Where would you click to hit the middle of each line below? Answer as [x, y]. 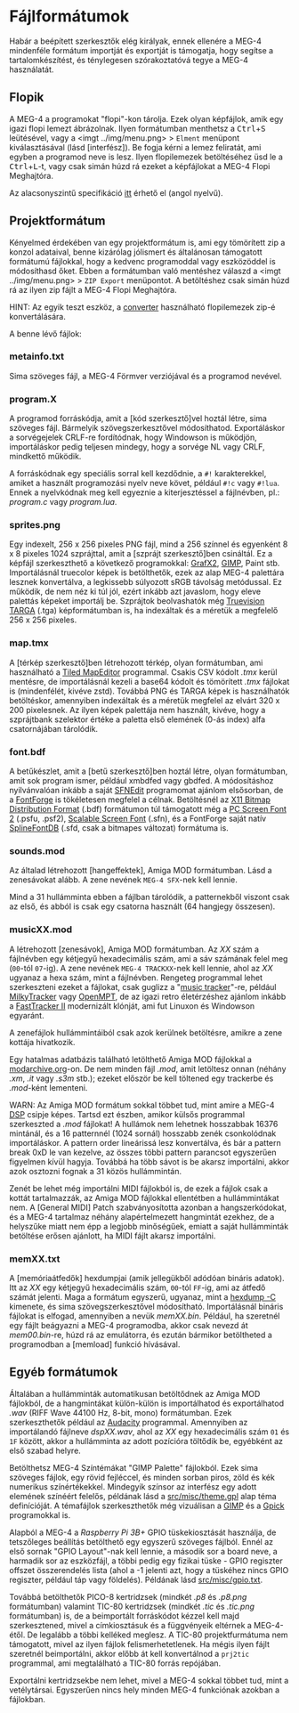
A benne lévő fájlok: [45, 333]
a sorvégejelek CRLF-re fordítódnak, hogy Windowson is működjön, [133, 437]
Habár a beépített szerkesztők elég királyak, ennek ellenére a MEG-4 [136, 41]
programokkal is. [40, 1514]
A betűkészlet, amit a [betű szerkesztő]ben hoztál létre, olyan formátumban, [149, 771]
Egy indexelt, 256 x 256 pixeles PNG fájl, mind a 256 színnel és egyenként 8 [149, 544]
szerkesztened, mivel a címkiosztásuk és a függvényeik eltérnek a [130, 1625]
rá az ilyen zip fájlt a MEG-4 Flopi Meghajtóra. [93, 289]
